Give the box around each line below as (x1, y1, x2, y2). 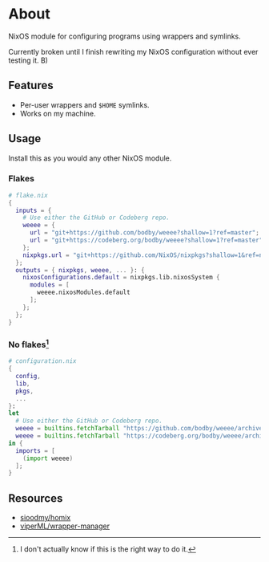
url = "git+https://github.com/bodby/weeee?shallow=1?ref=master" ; (29, 229, 260, 237)
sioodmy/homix (19, 513, 71, 523)
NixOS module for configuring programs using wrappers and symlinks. (8, 31, 242, 41)
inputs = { (15, 206, 52, 214)
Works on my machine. (19, 108, 96, 118)
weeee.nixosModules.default (37, 288, 130, 297)
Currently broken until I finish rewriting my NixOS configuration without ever (8, 47, 259, 56)
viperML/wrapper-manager (19, 521, 110, 531)
